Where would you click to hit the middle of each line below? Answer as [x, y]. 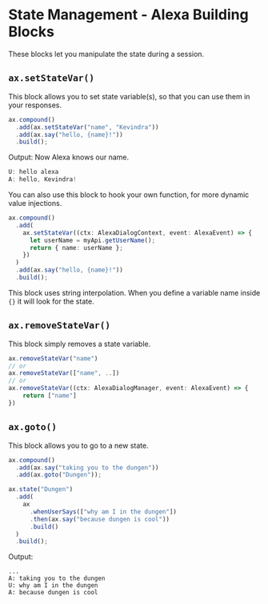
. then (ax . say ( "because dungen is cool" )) [100, 519]
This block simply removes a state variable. [80, 344]
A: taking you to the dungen [57, 578]
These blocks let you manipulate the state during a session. [106, 54]
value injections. [35, 203]
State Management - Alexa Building [129, 15]
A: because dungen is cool [53, 593]
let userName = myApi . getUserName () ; [92, 240]
